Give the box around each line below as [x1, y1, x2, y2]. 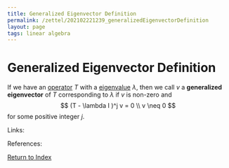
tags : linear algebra [7, 29, 71, 37]
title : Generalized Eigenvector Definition [7, 10, 137, 17]
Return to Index [7, 153, 52, 162]
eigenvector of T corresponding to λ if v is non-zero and [7, 90, 172, 99]
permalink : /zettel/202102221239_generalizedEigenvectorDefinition [7, 17, 209, 24]
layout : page [7, 23, 46, 30]
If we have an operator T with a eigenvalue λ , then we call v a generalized [7, 83, 223, 92]
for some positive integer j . [7, 113, 85, 121]
